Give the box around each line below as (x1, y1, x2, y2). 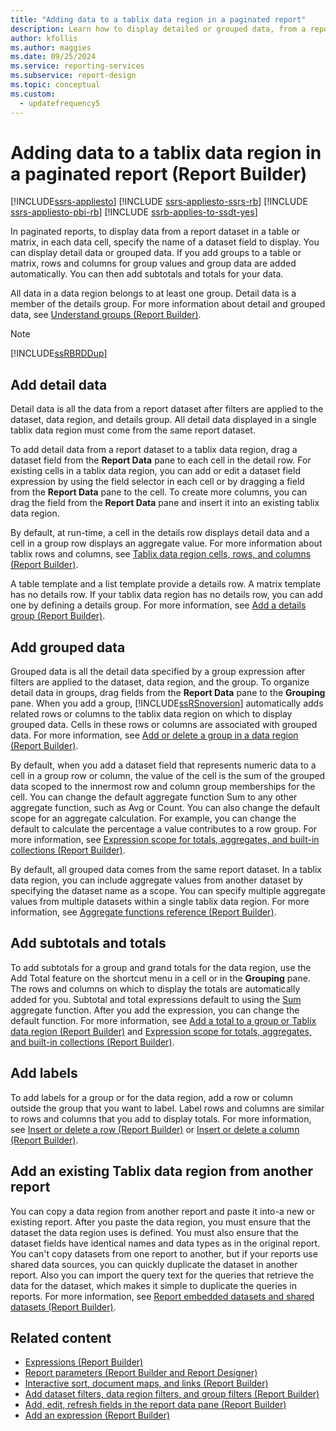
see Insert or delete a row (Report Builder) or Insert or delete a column (10, 1123, 300, 1135)
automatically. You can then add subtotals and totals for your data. (10, 268, 284, 280)
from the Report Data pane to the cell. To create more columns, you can (10, 486, 308, 498)
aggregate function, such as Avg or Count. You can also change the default (10, 802, 321, 814)
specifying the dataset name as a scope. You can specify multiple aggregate (10, 885, 326, 897)
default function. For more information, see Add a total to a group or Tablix (10, 1014, 317, 1026)
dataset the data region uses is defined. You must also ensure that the (10, 1226, 299, 1238)
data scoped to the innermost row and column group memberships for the (10, 781, 316, 793)
